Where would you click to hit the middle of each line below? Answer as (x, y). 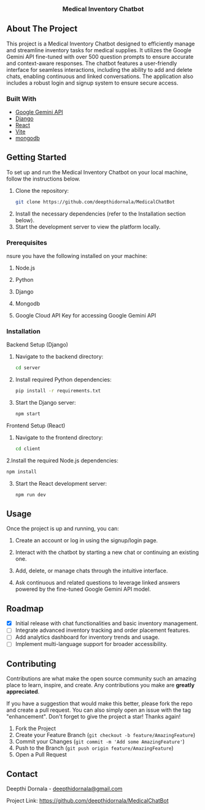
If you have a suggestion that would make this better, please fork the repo (99, 704)
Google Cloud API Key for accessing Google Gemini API (86, 316)
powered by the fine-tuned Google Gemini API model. (83, 589)
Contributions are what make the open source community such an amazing (101, 679)
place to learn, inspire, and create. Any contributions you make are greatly (101, 685)
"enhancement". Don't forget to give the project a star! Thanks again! (94, 717)
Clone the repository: (42, 190)
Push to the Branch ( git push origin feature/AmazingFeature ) (94, 748)
